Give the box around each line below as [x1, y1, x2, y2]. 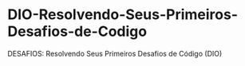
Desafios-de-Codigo [7, 22, 148, 41]
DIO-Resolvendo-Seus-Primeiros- [7, 6, 239, 24]
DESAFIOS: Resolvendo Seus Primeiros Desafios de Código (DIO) [7, 49, 223, 58]
